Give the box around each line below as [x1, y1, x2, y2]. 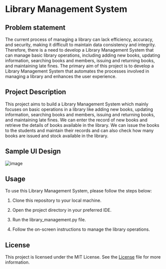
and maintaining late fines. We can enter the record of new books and [5, 117, 148, 123]
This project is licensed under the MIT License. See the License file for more [5, 254, 161, 260]
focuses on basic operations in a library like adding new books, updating [5, 106, 154, 112]
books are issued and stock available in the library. [5, 133, 109, 139]
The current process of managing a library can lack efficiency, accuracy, [5, 36, 154, 42]
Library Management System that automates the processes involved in [5, 68, 150, 74]
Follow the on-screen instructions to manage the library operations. [12, 226, 150, 232]
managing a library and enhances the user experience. [5, 74, 117, 79]
